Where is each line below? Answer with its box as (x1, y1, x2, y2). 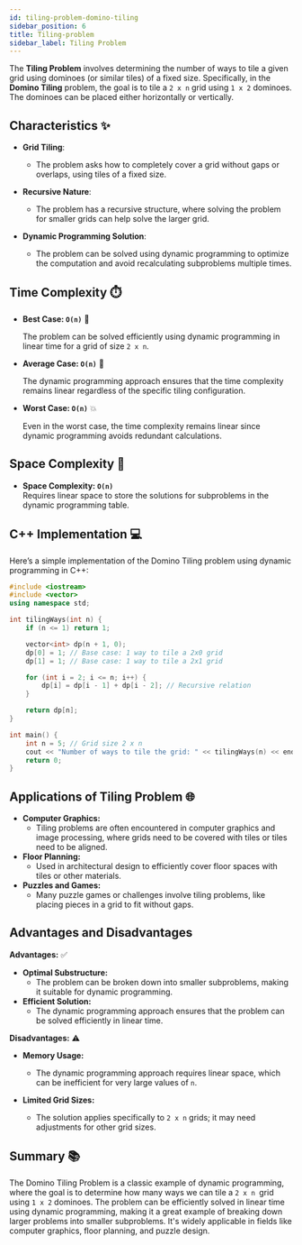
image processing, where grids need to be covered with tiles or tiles (35, 832, 288, 843)
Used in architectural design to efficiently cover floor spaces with (35, 861, 279, 872)
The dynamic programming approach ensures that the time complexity (22, 375, 284, 386)
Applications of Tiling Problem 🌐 (9, 789, 195, 804)
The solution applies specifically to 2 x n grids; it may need (35, 1112, 256, 1122)
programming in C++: (9, 564, 89, 575)
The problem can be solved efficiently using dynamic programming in (22, 331, 280, 342)
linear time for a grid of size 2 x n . (22, 340, 150, 352)
